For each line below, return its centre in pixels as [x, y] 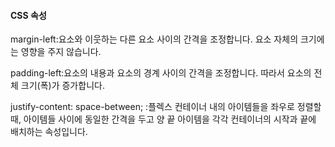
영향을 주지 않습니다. [61, 52]
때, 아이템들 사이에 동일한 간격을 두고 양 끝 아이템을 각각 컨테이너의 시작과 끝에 [163, 119]
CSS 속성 [28, 15]
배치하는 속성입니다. [49, 132]
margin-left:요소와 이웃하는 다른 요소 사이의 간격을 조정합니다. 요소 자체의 [154, 39]
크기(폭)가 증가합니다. [62, 86]
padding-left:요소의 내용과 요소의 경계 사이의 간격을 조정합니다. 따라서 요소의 [161, 73]
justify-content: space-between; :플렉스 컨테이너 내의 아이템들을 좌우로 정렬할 [166, 107]
